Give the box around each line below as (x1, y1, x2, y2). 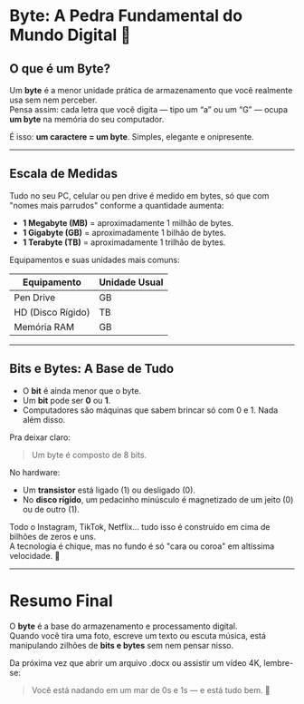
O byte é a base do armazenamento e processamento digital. (9, 621, 238, 631)
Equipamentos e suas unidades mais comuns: (9, 254, 180, 265)
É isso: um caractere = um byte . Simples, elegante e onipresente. (9, 132, 255, 142)
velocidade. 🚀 (9, 550, 61, 561)
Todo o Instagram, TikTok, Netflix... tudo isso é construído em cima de (9, 521, 271, 532)
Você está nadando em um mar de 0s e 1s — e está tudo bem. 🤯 (31, 684, 271, 695)
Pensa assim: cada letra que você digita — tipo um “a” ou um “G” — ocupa (9, 104, 288, 114)
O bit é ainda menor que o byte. (22, 385, 142, 396)
